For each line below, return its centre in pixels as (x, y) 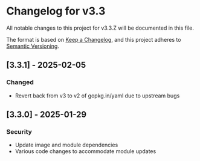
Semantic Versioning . (33, 46)
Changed (20, 82)
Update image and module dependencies (66, 145)
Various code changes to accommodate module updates (85, 151)
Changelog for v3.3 (56, 11)
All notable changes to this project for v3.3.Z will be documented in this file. (100, 28)
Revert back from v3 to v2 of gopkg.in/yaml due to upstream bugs (97, 96)
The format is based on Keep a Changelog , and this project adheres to (94, 39)
